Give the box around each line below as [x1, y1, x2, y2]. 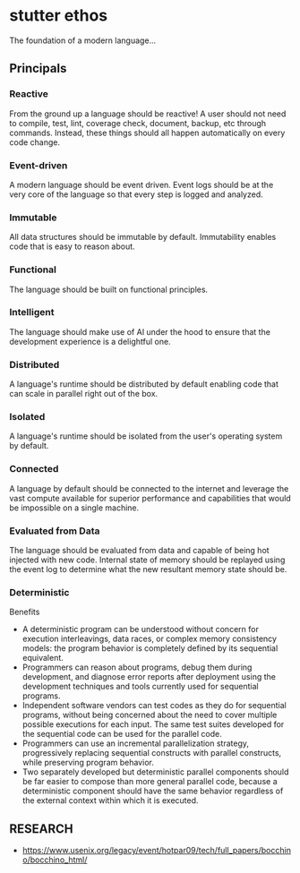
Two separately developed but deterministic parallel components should [21, 766, 289, 777]
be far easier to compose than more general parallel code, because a [21, 776, 278, 787]
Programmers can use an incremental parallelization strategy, [21, 738, 249, 749]
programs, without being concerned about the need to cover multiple [21, 709, 278, 721]
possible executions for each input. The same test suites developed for [21, 719, 285, 730]
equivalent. [21, 653, 64, 663]
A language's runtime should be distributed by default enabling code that [9, 379, 279, 389]
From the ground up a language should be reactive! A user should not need [9, 108, 287, 119]
